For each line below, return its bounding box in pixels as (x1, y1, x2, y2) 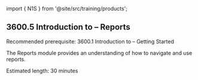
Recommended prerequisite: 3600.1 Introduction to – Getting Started (6, 38, 175, 45)
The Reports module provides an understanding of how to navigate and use (6, 49, 193, 56)
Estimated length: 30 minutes (6, 67, 78, 74)
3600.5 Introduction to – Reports (6, 22, 130, 32)
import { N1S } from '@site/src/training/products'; (6, 5, 127, 12)
